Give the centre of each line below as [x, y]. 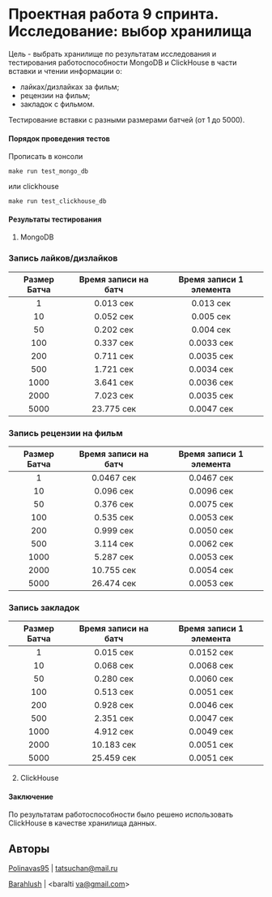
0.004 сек [211, 330]
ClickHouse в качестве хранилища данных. [83, 823]
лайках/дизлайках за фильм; [70, 87]
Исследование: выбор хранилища [130, 31]
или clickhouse [34, 187]
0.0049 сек [211, 731]
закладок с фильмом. [57, 104]
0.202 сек [114, 330]
